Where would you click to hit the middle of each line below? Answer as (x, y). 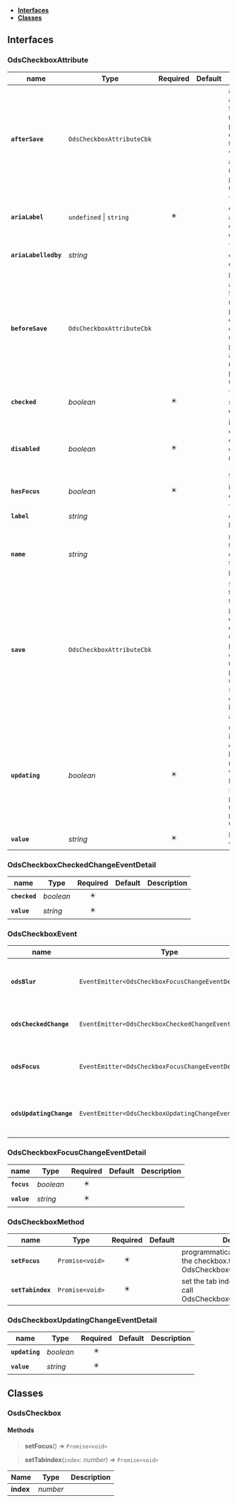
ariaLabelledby (36, 255)
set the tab (199, 1281)
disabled (25, 448)
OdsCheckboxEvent (42, 934)
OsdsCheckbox (34, 1413)
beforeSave (29, 328)
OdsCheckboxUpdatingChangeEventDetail (82, 1320)
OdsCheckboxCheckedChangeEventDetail (82, 864)
